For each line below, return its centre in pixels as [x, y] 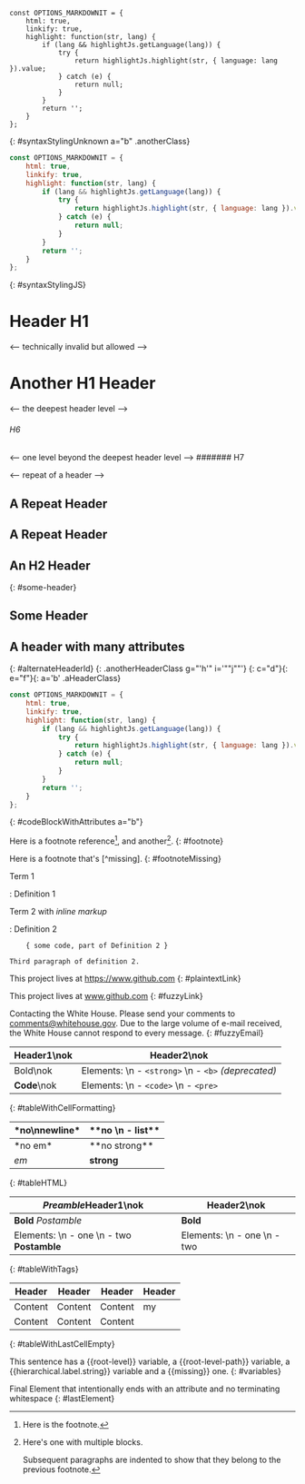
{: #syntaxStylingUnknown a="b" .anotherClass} [100, 141]
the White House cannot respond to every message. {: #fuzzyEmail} [137, 1033]
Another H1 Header [83, 384]
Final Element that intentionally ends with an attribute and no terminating [145, 1389]
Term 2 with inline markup [58, 912]
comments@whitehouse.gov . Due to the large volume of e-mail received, [146, 1024]
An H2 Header [50, 565]
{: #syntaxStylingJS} [48, 285]
